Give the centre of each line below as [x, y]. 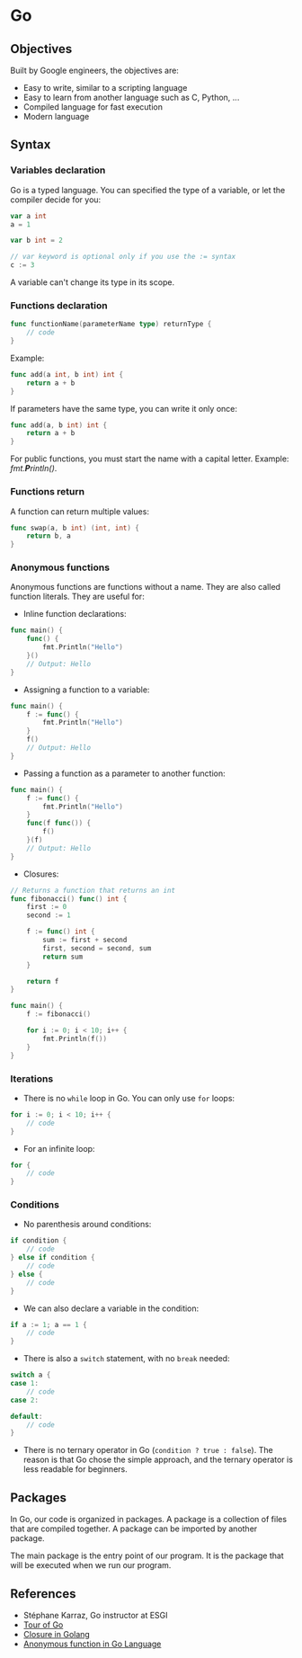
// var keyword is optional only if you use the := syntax [123, 257]
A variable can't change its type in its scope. [92, 282]
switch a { [31, 1375]
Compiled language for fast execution [93, 107]
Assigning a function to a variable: [86, 690]
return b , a [49, 536]
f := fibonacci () [59, 1014]
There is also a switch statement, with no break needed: [126, 1359]
